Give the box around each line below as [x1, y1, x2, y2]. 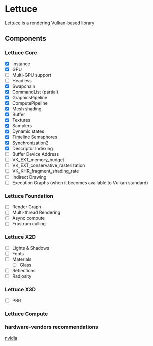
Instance [12, 61, 31, 67]
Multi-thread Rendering [12, 209, 61, 216]
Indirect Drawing [12, 174, 47, 180]
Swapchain [12, 83, 36, 89]
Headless [12, 77, 32, 83]
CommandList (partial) [12, 89, 59, 95]
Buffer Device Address [12, 151, 59, 157]
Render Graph [12, 204, 41, 210]
